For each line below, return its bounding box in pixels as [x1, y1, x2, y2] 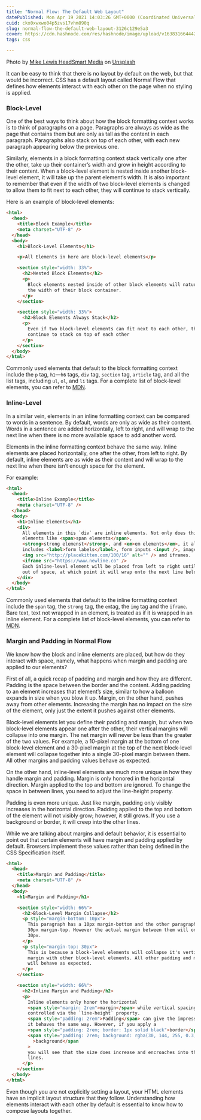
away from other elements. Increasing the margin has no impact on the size [6, 700, 193, 707]
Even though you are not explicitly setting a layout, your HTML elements [6, 1088, 184, 1095]
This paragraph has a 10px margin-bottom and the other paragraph [28, 922, 197, 928]
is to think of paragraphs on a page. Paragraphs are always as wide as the [6, 124, 189, 131]
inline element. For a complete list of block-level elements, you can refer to [6, 616, 190, 623]
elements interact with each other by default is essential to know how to [6, 1101, 184, 1108]
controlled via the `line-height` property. [28, 1010, 141, 1016]
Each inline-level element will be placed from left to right [22, 563, 181, 570]
